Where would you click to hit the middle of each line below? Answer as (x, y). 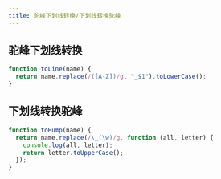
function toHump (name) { (50, 130)
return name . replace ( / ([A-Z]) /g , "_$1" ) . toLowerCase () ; (111, 77)
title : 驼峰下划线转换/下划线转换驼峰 (65, 16)
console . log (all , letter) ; (68, 145)
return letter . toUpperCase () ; (74, 153)
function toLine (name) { (50, 69)
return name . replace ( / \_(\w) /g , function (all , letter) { (115, 137)
